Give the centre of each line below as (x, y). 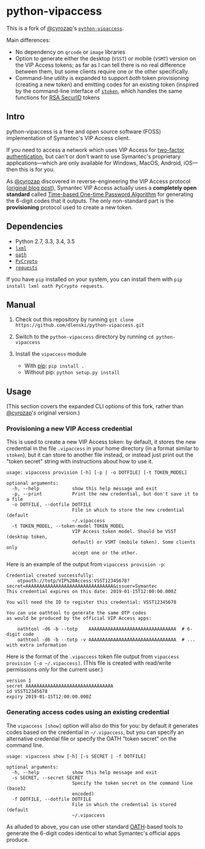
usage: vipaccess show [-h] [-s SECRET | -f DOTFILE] (76, 756)
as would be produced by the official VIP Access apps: (79, 619)
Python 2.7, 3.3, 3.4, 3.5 (45, 241)
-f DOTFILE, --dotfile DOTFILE (52, 799)
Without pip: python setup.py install (72, 372)
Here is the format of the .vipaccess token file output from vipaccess (93, 657)
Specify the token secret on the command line (132, 783)
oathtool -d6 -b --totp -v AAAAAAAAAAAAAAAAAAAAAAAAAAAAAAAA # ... (106, 640)
